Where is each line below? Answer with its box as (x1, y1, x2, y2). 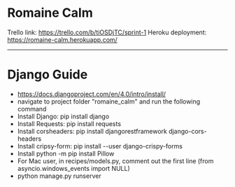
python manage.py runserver (17, 172, 101, 180)
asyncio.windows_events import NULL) (17, 164, 131, 172)
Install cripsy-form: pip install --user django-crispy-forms (17, 141, 183, 150)
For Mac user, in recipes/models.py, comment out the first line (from (17, 156, 214, 165)
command (17, 104, 47, 113)
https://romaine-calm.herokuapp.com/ (7, 35, 117, 43)
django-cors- (169, 127, 208, 135)
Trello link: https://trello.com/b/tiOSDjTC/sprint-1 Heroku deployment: (7, 28, 207, 36)
